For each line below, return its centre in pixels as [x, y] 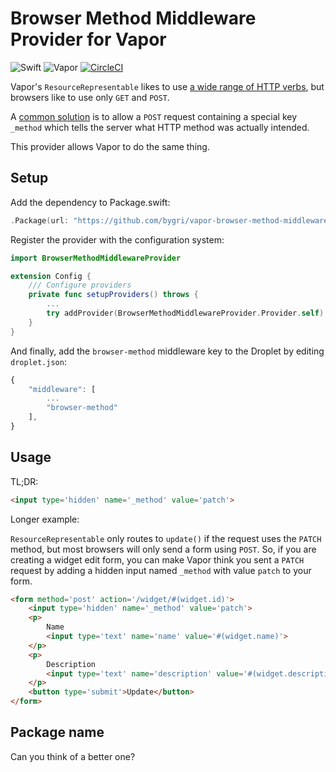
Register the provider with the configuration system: [117, 239]
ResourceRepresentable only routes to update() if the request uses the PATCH [166, 538]
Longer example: [45, 519]
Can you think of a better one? [73, 756]
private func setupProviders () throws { [113, 295]
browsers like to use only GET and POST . [90, 97]
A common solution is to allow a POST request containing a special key [154, 116]
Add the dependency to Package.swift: [90, 202]
